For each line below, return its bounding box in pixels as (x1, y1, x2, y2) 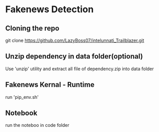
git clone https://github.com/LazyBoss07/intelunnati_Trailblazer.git (5, 37, 144, 43)
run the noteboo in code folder (5, 122, 70, 128)
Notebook (5, 109, 38, 118)
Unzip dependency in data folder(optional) (5, 52, 143, 61)
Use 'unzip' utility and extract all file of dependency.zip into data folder (5, 65, 154, 72)
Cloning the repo (5, 24, 60, 33)
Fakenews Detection (5, 4, 94, 15)
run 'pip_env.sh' (5, 94, 39, 100)
